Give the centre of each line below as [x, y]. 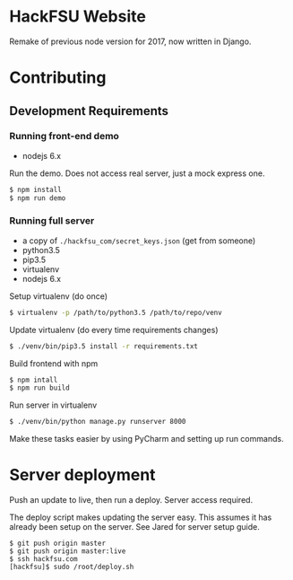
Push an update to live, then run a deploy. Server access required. [131, 500]
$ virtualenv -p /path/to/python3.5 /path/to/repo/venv [116, 312]
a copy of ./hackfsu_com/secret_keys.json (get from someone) [139, 241]
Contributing [58, 78]
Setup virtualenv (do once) [59, 296]
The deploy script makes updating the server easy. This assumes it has [141, 517]
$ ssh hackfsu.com [43, 559]
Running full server [52, 221]
